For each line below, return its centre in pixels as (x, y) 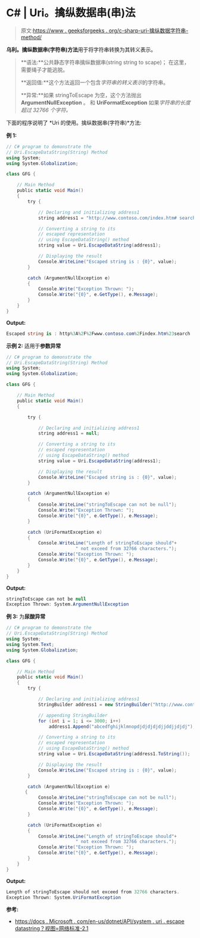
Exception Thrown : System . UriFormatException (63, 897)
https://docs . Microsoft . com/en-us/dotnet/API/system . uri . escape (99, 921)
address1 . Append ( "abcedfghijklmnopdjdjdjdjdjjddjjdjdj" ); (122, 727)
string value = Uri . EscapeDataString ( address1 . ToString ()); (114, 754)
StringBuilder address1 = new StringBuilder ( (95, 705)
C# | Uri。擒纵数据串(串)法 (71, 13)
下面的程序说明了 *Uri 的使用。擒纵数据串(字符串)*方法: (74, 122)
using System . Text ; (30, 644)
